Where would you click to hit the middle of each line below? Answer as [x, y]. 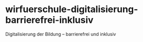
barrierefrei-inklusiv [49, 20]
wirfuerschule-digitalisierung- [72, 9]
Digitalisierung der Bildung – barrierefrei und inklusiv [61, 34]
